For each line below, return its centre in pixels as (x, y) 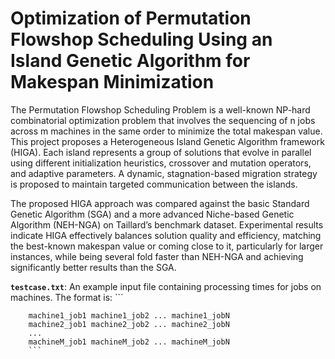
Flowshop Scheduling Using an (141, 39)
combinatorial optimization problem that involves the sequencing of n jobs (163, 120)
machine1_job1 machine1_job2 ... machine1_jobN (129, 315)
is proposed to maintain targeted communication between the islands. (154, 184)
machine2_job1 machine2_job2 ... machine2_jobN (129, 324)
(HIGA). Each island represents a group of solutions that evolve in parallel (161, 152)
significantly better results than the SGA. (93, 267)
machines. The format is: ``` (67, 297)
